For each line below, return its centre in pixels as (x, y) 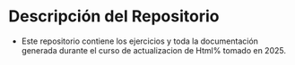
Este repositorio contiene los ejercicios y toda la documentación (140, 41)
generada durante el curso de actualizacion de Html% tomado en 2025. (153, 50)
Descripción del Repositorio (114, 16)
